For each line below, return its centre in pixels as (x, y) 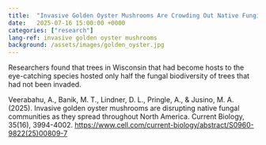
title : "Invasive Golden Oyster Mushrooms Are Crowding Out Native (123, 15)
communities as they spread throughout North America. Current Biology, (127, 116)
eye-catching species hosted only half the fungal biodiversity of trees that (129, 76)
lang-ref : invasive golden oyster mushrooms (83, 38)
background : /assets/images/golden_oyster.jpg (86, 45)
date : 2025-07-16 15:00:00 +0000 (67, 23)
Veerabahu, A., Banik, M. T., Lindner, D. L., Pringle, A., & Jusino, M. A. (121, 100)
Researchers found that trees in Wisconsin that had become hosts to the (126, 67)
